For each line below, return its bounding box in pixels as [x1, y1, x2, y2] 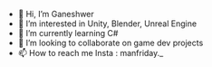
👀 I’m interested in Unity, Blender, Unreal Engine [17, 18, 198, 29]
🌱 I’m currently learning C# [17, 28, 119, 38]
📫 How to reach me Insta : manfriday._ [17, 48, 164, 58]
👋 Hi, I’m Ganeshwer [17, 9, 95, 19]
